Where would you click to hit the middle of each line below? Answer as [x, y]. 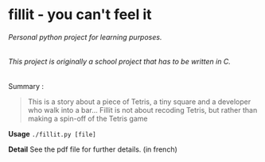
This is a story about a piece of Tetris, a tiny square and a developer [139, 102]
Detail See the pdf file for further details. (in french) [93, 149]
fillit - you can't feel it [80, 15]
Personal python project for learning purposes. [85, 37]
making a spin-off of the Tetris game [88, 118]
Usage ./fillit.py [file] [53, 134]
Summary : [26, 86]
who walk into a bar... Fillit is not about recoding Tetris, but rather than [142, 110]
